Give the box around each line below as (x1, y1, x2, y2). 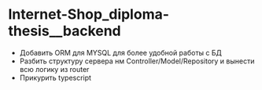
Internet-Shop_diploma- (8, 5, 170, 23)
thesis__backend (8, 22, 122, 40)
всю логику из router (19, 64, 90, 74)
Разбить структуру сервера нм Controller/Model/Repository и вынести (19, 56, 255, 66)
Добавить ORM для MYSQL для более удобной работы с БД (19, 48, 223, 57)
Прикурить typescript (19, 73, 92, 82)
